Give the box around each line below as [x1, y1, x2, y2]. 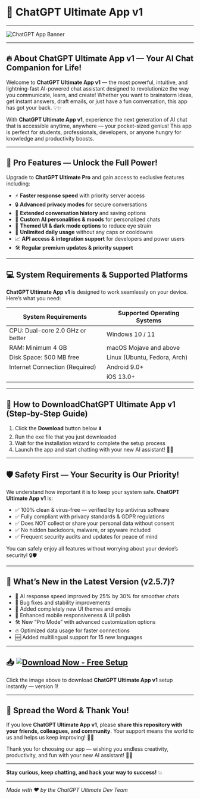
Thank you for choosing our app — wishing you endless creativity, [6, 745, 168, 753]
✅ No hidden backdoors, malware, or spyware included [14, 527, 151, 533]
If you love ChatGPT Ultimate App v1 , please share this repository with [6, 721, 183, 729]
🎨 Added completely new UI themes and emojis [14, 605, 132, 613]
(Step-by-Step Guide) [6, 408, 88, 419]
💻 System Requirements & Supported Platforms [6, 269, 188, 279]
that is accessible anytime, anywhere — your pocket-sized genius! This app [6, 122, 192, 129]
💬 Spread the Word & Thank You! [6, 705, 129, 716]
